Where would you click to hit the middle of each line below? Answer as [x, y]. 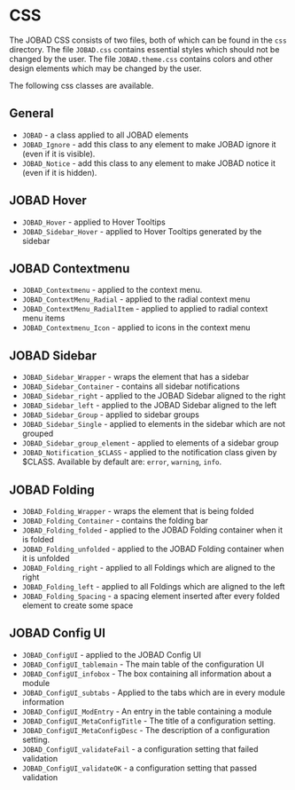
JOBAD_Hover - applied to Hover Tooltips [93, 222]
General [32, 113]
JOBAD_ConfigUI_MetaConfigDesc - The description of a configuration [146, 730]
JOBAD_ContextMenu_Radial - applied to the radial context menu [136, 299]
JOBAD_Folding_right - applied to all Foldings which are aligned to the [148, 568]
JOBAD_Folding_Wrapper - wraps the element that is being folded [138, 511]
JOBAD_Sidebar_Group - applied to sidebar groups [110, 415]
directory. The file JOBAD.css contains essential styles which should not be [144, 49]
